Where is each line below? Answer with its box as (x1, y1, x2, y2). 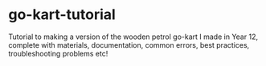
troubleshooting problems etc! (8, 49, 108, 58)
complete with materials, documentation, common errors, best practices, (8, 40, 250, 49)
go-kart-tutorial (8, 6, 117, 24)
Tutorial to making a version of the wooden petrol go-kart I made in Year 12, (8, 32, 259, 41)
